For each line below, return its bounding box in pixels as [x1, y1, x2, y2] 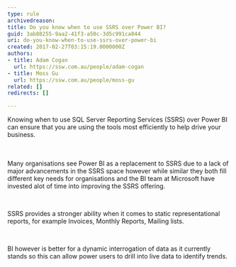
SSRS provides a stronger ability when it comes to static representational [7, 209, 220, 218]
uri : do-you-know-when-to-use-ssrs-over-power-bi [7, 37, 157, 44]
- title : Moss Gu [7, 70, 59, 77]
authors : [7, 50, 33, 58]
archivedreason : [7, 17, 55, 24]
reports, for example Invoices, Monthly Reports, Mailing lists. [7, 217, 184, 226]
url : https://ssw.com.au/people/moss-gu [13, 76, 135, 84]
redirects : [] [7, 89, 50, 97]
